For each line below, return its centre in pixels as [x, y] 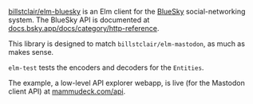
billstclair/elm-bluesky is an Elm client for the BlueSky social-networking [127, 12]
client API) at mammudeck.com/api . [67, 91]
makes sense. [31, 52]
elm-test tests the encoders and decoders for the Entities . [106, 67]
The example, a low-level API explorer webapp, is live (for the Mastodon [126, 83]
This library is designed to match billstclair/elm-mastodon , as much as [127, 44]
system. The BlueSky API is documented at [79, 20]
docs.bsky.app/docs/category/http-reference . [84, 28]
